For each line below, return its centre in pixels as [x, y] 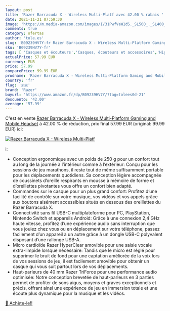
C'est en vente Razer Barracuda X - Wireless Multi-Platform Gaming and [80, 118]
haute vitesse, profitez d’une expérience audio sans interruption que [84, 224]
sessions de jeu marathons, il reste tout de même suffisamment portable [88, 170]
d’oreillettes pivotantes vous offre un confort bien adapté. [72, 186]
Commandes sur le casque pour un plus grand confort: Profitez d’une [85, 191]
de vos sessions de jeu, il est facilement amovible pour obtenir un [81, 261]
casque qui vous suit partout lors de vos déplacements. [70, 266]
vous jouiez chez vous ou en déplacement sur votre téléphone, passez [86, 229]
